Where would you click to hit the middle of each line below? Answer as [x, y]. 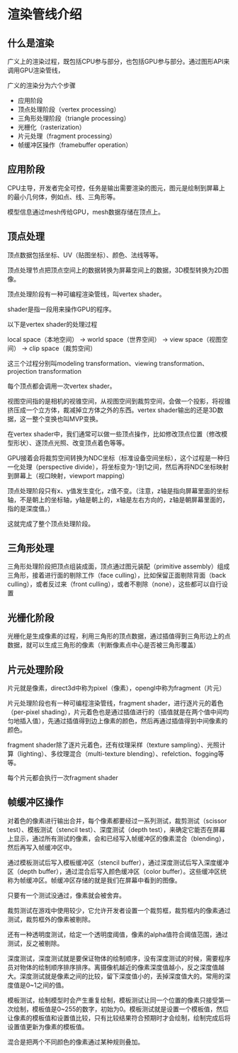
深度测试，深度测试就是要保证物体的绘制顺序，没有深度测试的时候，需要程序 [119, 958]
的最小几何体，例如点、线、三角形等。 [63, 197]
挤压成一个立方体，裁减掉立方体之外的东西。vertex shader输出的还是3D [112, 410]
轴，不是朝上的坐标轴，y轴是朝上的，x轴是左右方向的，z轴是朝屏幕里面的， [118, 499]
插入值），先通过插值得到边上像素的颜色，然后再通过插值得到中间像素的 [124, 721]
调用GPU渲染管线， [36, 70]
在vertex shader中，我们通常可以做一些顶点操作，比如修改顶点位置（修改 [114, 433]
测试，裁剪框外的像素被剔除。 [51, 919]
